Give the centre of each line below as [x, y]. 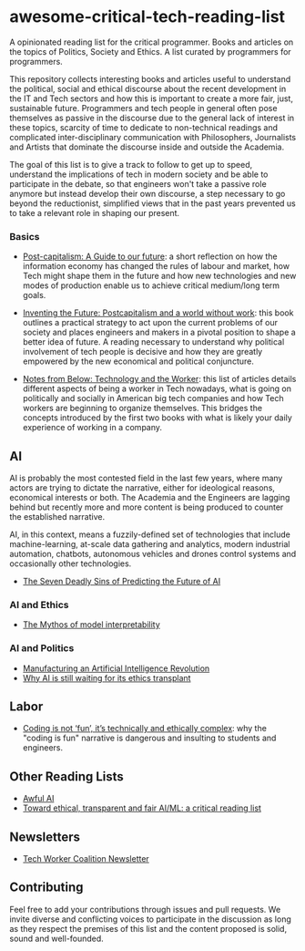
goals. [34, 295]
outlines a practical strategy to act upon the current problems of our [150, 323]
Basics [25, 236]
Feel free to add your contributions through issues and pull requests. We [145, 909]
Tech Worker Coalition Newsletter [86, 859]
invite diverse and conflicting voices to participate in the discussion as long [150, 919]
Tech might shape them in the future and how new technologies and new [159, 276]
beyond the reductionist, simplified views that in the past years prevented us [152, 203]
